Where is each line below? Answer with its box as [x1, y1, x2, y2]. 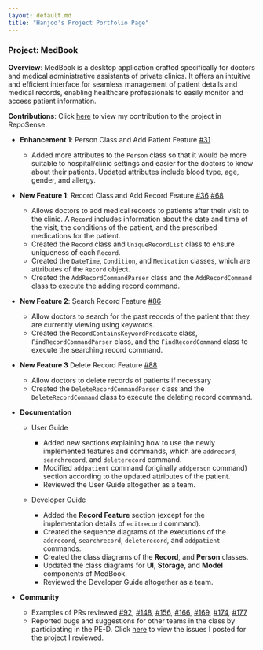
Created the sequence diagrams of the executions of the [42, 526, 226, 536]
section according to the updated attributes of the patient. [42, 471, 231, 481]
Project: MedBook [8, 45, 79, 56]
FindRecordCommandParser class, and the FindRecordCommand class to [31, 336, 249, 346]
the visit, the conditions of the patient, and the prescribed [31, 222, 217, 232]
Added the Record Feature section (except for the [42, 510, 206, 519]
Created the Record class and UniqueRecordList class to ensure [31, 239, 236, 249]
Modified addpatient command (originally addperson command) [42, 463, 247, 472]
